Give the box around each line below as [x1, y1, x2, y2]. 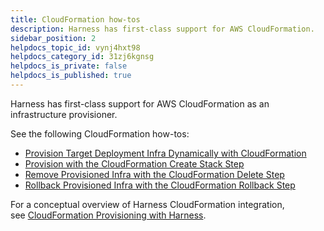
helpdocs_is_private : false [10, 61, 128, 71]
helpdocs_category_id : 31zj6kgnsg [10, 52, 155, 62]
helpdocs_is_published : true [10, 71, 132, 81]
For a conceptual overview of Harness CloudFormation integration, [10, 198, 285, 210]
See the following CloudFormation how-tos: [10, 127, 190, 140]
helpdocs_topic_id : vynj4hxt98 [10, 42, 141, 53]
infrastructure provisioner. [10, 108, 118, 120]
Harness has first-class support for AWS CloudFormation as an [10, 97, 270, 110]
